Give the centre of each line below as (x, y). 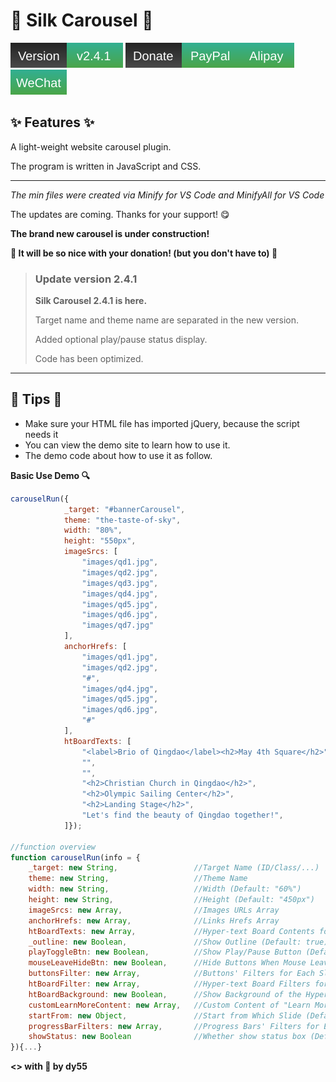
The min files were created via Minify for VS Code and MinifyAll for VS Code (167, 195)
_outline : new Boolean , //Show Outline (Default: (165, 942)
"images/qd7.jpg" (118, 625)
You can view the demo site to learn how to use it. (127, 445)
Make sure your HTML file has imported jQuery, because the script (162, 423)
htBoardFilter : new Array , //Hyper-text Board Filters (169, 984)
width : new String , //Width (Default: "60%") (165, 889)
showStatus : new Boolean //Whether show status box (167, 1037)
